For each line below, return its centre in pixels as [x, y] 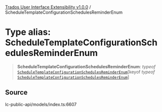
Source [16, 93]
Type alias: [28, 32]
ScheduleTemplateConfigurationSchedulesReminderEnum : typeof [86, 66]
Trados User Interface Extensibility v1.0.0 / [48, 7]
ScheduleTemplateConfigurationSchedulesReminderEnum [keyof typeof [86, 72]
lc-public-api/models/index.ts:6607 [41, 104]
